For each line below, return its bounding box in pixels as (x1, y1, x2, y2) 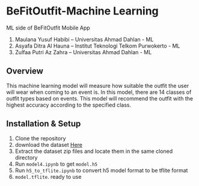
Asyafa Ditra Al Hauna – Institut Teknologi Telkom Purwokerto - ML (14, 42, 180, 49)
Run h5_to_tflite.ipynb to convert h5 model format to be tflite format (14, 167, 188, 174)
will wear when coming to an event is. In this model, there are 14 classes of (6, 88, 192, 96)
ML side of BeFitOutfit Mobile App (6, 24, 90, 31)
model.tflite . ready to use (14, 173, 82, 180)
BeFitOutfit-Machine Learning (6, 4, 159, 18)
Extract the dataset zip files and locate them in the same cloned (14, 147, 173, 155)
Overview (6, 66, 44, 76)
